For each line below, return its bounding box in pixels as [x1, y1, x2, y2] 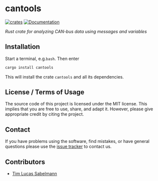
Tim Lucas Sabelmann [12, 171, 57, 177]
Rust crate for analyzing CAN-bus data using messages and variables [5, 28, 147, 34]
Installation [5, 42, 40, 51]
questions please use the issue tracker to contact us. [5, 143, 112, 149]
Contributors [5, 158, 45, 166]
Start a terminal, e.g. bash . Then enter [5, 56, 79, 61]
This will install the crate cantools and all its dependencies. [5, 74, 124, 80]
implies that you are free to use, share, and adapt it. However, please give [5, 106, 153, 112]
